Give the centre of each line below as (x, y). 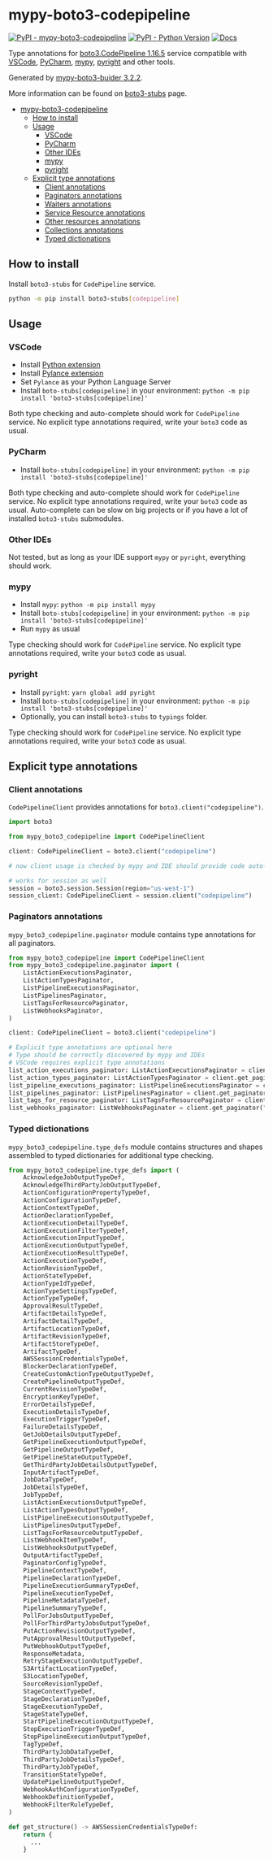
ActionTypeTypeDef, (56, 1299)
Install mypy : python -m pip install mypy (88, 605)
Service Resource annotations (95, 212)
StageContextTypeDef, (59, 1691)
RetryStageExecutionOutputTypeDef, (83, 1661)
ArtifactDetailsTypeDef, (65, 1314)
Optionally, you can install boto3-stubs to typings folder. (114, 716)
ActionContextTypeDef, (61, 1208)
